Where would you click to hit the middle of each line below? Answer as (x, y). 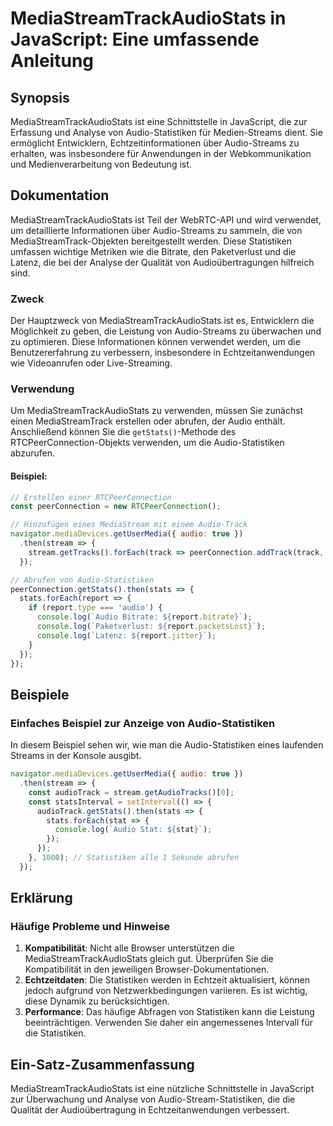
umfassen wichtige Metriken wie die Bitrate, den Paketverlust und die (153, 251)
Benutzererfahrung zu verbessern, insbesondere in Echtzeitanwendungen (163, 353)
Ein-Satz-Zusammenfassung (102, 1064)
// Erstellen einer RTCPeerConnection (91, 497)
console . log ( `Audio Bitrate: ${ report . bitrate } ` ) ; (144, 617)
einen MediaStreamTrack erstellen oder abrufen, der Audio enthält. (148, 421)
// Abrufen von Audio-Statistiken (82, 580)
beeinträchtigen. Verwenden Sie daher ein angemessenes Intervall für (168, 1023)
